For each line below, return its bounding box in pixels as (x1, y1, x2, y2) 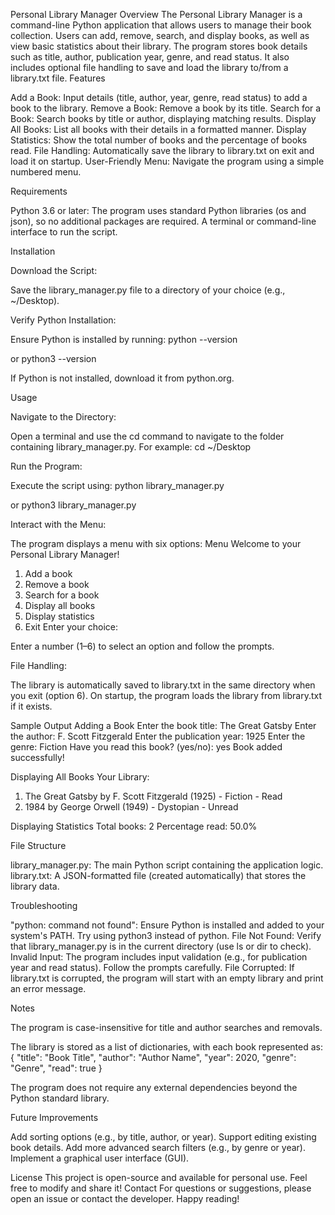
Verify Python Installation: (10, 314, 117, 326)
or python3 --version (10, 353, 97, 364)
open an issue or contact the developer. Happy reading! (10, 1193, 240, 1204)
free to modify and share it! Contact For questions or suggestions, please (10, 1182, 312, 1194)
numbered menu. (10, 166, 82, 178)
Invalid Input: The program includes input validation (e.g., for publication (10, 951, 308, 963)
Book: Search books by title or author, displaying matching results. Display (10, 113, 317, 124)
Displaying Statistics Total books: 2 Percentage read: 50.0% (10, 820, 258, 832)
